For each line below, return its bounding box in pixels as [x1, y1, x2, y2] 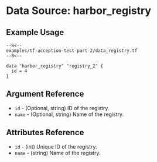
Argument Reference [6, 89, 84, 99]
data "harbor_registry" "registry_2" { [6, 63, 104, 69]
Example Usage [6, 27, 64, 37]
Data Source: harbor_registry [6, 4, 151, 17]
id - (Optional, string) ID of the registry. [14, 104, 110, 111]
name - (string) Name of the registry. [14, 149, 101, 156]
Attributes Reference [6, 128, 84, 138]
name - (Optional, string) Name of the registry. [14, 111, 124, 118]
